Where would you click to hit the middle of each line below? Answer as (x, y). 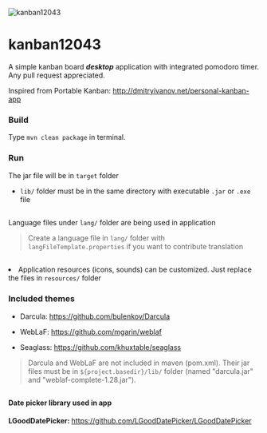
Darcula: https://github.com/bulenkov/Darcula (95, 316)
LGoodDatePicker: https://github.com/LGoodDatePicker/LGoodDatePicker (130, 420)
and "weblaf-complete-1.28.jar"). (82, 379)
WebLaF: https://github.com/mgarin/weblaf (90, 332)
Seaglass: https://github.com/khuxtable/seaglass (100, 347)
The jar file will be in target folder (64, 175)
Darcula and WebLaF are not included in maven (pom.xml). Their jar (139, 363)
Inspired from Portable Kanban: (60, 90)
